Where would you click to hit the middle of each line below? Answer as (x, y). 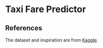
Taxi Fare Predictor (46, 9)
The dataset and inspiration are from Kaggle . (52, 40)
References (24, 28)
